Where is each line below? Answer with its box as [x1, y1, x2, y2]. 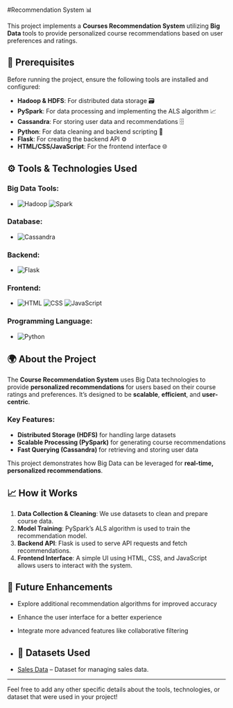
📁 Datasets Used [17, 647, 91, 659]
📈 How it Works [7, 487, 78, 499]
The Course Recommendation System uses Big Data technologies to [7, 375, 206, 384]
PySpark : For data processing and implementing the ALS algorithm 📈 [17, 107, 217, 115]
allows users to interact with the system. [17, 561, 133, 569]
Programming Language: [7, 316, 93, 326]
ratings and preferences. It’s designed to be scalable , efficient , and [7, 390, 201, 398]
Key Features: [7, 415, 55, 425]
